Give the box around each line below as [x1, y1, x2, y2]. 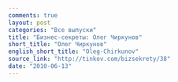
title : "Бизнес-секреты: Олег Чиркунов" [8, 33, 143, 41]
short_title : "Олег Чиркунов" [8, 41, 108, 48]
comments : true [8, 11, 58, 20]
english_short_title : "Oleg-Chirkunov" [8, 48, 139, 55]
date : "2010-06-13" [8, 62, 72, 70]
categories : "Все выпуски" [8, 26, 97, 34]
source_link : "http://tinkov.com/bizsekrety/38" [8, 55, 171, 63]
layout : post [8, 19, 51, 27]
